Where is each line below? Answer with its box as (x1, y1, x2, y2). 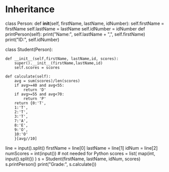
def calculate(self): (5, 74, 51, 79)
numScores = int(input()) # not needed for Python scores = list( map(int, (5, 150, 155, 156)
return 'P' (23, 96, 47, 101)
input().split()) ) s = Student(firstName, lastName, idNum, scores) (5, 156, 141, 162)
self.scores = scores (14, 65, 60, 70)
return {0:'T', (14, 100, 47, 106)
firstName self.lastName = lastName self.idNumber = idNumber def (5, 25, 145, 31)
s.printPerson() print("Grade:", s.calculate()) (5, 161, 97, 167)
